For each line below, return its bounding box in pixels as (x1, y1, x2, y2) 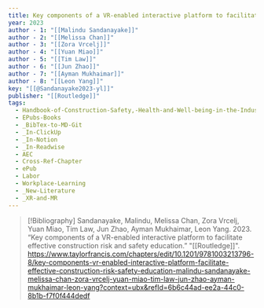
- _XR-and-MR (15, 194, 58, 202)
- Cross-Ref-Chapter (15, 158, 82, 166)
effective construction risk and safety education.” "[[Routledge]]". (27, 240, 240, 250)
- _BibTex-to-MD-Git (15, 121, 82, 129)
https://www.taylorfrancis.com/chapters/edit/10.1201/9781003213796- (27, 249, 255, 258)
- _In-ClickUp (15, 128, 61, 136)
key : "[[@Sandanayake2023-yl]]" (8, 84, 114, 93)
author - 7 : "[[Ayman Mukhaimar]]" (8, 70, 125, 78)
